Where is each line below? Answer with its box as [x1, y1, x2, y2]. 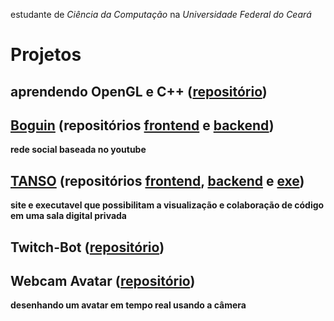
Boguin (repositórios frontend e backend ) [10, 117, 275, 134]
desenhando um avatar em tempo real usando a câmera [10, 299, 247, 311]
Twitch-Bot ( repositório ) [10, 239, 165, 256]
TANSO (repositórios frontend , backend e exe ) [10, 172, 305, 189]
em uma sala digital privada [10, 210, 127, 222]
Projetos [10, 44, 82, 66]
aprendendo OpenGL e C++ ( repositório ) [10, 83, 268, 100]
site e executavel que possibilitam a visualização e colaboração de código [10, 199, 325, 211]
